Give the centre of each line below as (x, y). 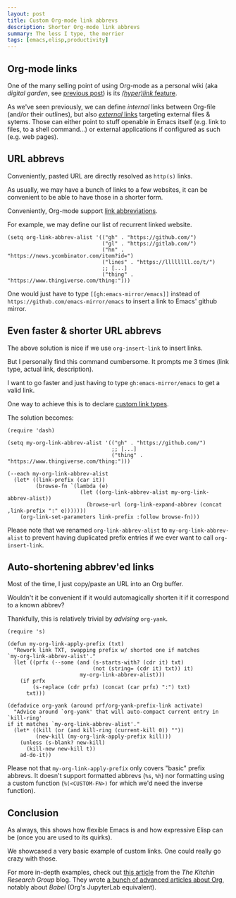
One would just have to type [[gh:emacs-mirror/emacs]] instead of (104, 293)
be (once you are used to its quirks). (60, 837)
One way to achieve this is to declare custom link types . (88, 404)
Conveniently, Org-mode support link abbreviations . (82, 211)
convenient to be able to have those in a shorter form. (85, 197)
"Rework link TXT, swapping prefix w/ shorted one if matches (107, 650)
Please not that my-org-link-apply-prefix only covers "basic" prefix (106, 768)
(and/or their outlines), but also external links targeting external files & (109, 114)
